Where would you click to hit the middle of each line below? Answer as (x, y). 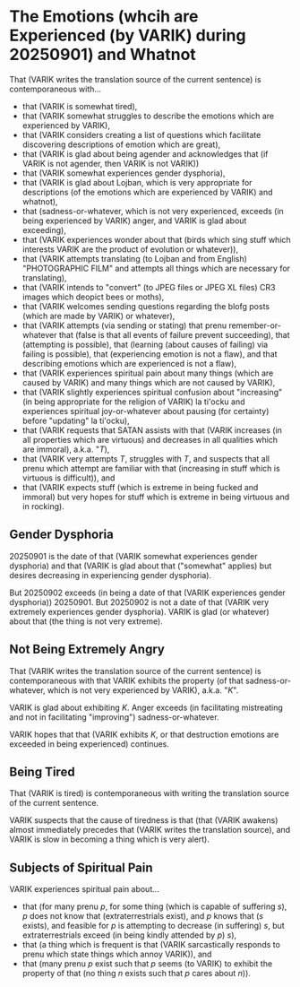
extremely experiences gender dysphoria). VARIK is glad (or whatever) (140, 611)
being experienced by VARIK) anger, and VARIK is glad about (134, 221)
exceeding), (44, 229)
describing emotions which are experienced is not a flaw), (129, 363)
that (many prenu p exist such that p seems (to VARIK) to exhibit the (147, 964)
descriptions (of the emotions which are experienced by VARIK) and (147, 192)
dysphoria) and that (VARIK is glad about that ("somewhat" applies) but (141, 566)
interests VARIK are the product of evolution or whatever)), (130, 249)
